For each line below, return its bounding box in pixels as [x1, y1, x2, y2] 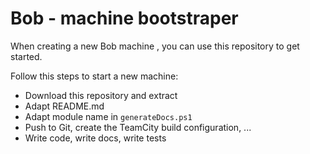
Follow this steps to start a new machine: [10, 70, 179, 82]
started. [10, 50, 43, 62]
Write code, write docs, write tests [24, 132, 167, 144]
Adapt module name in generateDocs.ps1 [24, 110, 193, 122]
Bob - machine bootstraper [10, 7, 239, 30]
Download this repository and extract [24, 89, 178, 101]
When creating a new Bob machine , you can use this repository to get [10, 40, 300, 52]
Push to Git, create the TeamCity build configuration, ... [24, 121, 252, 133]
